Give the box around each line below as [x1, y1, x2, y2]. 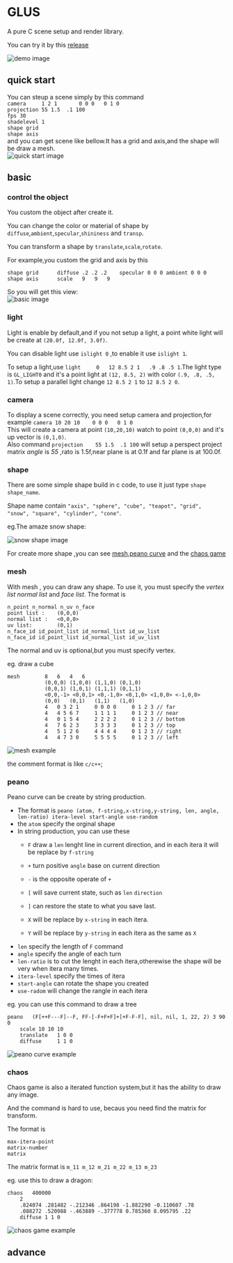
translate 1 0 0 [19, 1031, 73, 1038]
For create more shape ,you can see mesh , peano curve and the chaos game [7, 549, 226, 558]
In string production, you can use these [17, 827, 130, 835]
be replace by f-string [27, 848, 94, 856]
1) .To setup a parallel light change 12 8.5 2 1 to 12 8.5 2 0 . [7, 377, 180, 386]
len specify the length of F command [17, 942, 124, 950]
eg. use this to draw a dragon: [7, 1176, 93, 1184]
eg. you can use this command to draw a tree [7, 999, 137, 1008]
